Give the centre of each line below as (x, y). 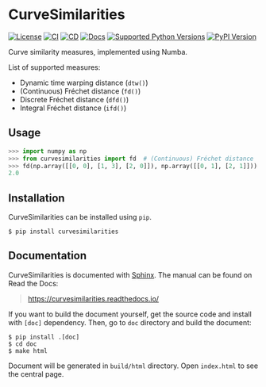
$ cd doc (23, 344)
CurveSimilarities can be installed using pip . (80, 217)
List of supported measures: (54, 67)
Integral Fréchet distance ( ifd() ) (73, 108)
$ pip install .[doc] (44, 337)
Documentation (48, 256)
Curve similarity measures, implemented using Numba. (98, 52)
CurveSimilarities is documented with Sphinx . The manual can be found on (130, 274)
